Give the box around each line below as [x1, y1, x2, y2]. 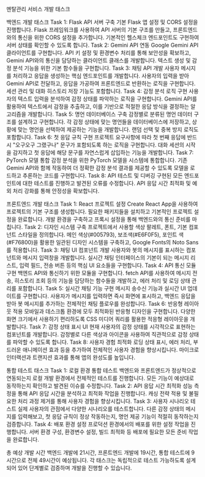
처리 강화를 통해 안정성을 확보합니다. [12, 187, 100, 195]
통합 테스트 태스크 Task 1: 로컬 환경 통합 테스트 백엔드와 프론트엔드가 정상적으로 [6, 367, 197, 374]
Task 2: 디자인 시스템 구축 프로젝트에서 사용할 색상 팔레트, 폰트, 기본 [24, 223, 188, 230]
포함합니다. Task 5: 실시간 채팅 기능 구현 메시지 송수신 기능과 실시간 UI [17, 285, 187, 292]
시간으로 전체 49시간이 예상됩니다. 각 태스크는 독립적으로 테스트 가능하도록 [6, 457, 185, 463]
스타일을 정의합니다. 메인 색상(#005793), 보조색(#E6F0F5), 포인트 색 [17, 231, 184, 238]
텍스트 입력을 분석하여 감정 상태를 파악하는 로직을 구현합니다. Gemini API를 [17, 95, 198, 103]
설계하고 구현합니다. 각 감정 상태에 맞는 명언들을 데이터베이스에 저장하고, [17, 118, 191, 125]
